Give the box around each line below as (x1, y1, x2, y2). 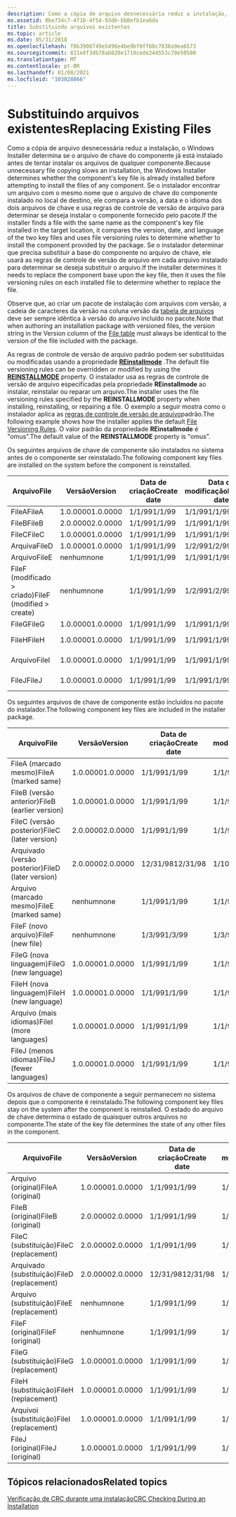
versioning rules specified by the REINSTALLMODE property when (7, 395, 200, 404)
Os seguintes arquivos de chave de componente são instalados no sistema (7, 446, 224, 454)
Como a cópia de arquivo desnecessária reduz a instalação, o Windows (7, 144, 214, 152)
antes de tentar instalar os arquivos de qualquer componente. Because (7, 159, 211, 167)
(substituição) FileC (11, 1240, 74, 1250)
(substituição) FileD (11, 1269, 74, 1279)
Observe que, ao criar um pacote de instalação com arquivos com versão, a (7, 299, 227, 308)
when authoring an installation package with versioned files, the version (7, 322, 216, 330)
